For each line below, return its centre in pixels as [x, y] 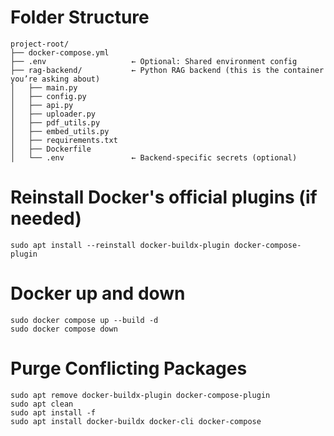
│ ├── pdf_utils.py [55, 122]
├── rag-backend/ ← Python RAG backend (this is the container [167, 70]
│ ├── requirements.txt [64, 140]
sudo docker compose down [64, 329]
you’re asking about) [55, 79]
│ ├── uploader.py [53, 114]
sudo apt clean [42, 404]
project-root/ [40, 44]
